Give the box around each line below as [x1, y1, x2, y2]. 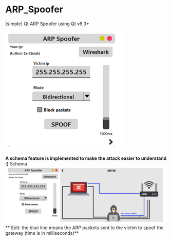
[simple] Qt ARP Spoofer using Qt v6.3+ [5, 21, 90, 27]
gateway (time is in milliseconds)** [5, 230, 79, 236]
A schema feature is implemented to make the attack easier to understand [5, 155, 167, 161]
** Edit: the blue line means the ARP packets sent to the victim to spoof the [5, 225, 164, 231]
